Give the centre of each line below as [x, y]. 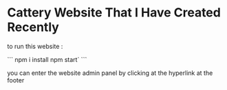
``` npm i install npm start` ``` [47, 59]
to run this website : [35, 46]
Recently [33, 27]
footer [16, 80]
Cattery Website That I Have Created [114, 13]
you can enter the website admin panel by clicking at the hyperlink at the [110, 73]
